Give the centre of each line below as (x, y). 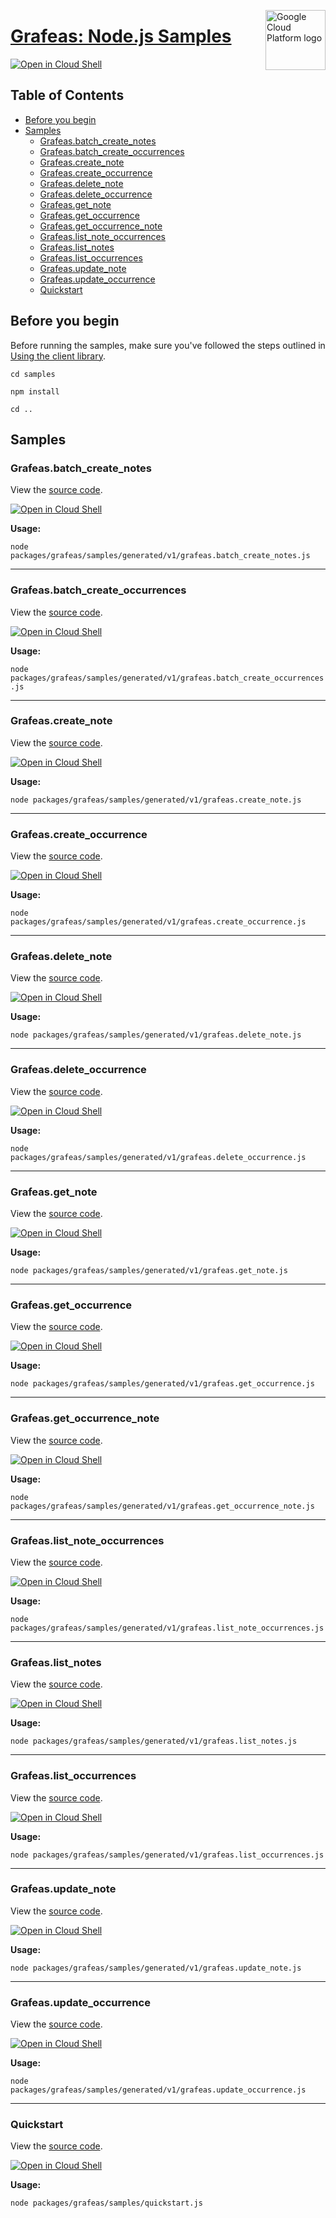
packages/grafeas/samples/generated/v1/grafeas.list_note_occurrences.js (167, 1628)
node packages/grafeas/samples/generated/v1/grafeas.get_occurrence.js (162, 1384)
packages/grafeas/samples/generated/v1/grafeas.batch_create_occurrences (167, 678)
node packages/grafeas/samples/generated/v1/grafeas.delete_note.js (156, 1035)
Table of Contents (67, 95)
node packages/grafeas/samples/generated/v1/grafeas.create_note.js (156, 800)
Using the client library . (58, 356)
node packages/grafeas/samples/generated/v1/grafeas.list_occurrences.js (167, 1855)
